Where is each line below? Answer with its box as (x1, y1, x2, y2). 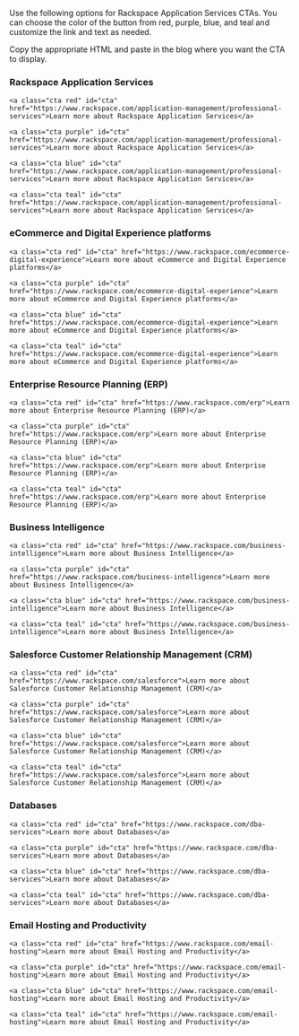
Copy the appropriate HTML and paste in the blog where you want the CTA (9, 44, 286, 55)
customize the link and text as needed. (9, 27, 152, 37)
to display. (9, 54, 47, 64)
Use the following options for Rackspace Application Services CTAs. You (9, 8, 278, 18)
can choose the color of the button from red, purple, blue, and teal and (9, 17, 270, 28)
